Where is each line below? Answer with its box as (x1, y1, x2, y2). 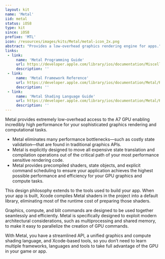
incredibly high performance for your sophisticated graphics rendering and (5, 122, 157, 128)
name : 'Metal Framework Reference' (16, 76, 89, 80)
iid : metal (5, 16, 27, 21)
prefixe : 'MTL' (5, 35, 36, 40)
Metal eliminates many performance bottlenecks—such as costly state (12, 136, 155, 142)
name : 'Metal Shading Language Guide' (16, 94, 96, 99)
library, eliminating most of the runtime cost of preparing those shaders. (5, 198, 151, 204)
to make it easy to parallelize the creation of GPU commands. (5, 223, 129, 229)
